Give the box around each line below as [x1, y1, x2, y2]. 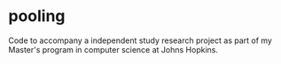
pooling [8, 6, 66, 26]
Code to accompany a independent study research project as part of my [8, 35, 272, 46]
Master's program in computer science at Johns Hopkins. [8, 44, 219, 54]
